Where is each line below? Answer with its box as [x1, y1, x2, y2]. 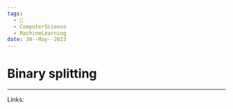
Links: [7, 95, 24, 104]
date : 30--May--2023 [7, 36, 67, 43]
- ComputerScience [13, 23, 67, 30]
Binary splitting [7, 66, 97, 82]
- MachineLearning [13, 29, 67, 37]
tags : [7, 10, 23, 17]
